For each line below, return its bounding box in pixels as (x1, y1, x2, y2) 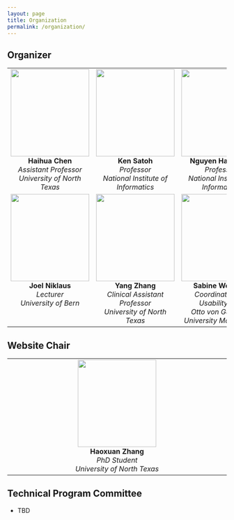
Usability (198, 298, 228, 308)
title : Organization (7, 17, 68, 24)
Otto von (191, 307, 219, 317)
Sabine (193, 281, 217, 290)
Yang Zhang (114, 281, 156, 290)
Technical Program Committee (7, 488, 143, 500)
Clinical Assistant (107, 290, 164, 299)
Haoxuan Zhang (90, 447, 144, 456)
